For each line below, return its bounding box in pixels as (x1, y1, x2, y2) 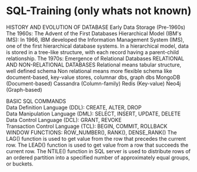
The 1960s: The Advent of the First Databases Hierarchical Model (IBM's (6, 29, 182, 37)
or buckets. (6, 160, 34, 167)
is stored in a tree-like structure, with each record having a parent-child (6, 48, 179, 55)
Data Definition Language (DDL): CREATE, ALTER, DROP (6, 104, 142, 111)
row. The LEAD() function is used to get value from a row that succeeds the (6, 141, 189, 148)
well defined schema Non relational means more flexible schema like (6, 67, 172, 74)
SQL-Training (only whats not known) (6, 4, 192, 18)
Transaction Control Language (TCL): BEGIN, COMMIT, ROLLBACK (6, 123, 168, 130)
